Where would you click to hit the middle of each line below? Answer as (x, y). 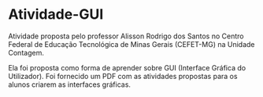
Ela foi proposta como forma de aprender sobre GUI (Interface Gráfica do (127, 67)
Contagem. (26, 52)
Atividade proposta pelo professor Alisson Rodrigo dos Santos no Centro (126, 36)
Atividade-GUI (56, 14)
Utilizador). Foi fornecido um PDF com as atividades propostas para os (123, 76)
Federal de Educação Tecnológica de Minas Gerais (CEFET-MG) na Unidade (131, 44)
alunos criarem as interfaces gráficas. (70, 84)
